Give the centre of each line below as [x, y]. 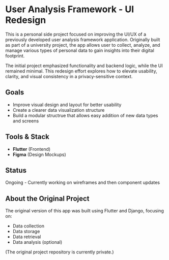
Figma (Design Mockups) [39, 154]
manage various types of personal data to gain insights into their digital [80, 50]
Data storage [26, 232]
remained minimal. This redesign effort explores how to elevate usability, [81, 71]
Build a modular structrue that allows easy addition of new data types [85, 115]
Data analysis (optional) [37, 242]
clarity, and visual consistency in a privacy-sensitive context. [69, 76]
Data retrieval [27, 237]
